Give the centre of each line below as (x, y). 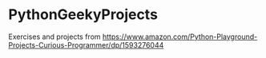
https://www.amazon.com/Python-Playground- (180, 37)
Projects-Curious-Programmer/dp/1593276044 (86, 44)
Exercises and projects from (55, 37)
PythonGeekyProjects (83, 15)
